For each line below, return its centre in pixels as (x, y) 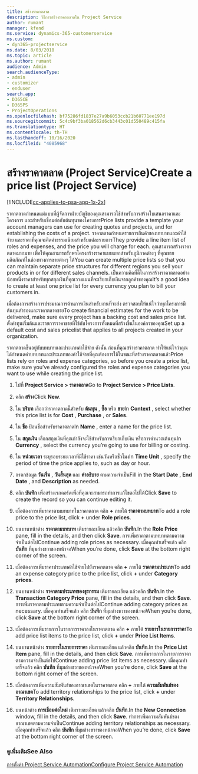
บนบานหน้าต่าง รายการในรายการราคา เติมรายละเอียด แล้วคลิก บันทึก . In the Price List (101, 647)
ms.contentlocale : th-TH (37, 133)
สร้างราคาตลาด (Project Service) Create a (99, 173)
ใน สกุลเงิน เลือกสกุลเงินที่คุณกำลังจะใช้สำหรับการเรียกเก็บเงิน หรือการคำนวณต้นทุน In (98, 438)
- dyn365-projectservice (37, 45)
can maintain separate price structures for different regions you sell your (95, 266)
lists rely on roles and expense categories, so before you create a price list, (98, 360)
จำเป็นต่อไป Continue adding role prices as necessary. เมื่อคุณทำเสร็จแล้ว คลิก (101, 542)
